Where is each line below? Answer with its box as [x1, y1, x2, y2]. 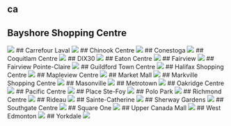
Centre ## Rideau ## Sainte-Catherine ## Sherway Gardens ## [7, 96, 224, 104]
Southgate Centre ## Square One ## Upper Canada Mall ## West [7, 104, 221, 112]
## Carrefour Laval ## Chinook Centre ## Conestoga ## [15, 46, 204, 55]
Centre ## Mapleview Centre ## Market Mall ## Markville [7, 71, 198, 80]
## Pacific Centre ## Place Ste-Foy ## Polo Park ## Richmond [15, 87, 222, 96]
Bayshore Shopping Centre [7, 27, 127, 39]
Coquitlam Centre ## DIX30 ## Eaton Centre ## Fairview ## [7, 55, 214, 63]
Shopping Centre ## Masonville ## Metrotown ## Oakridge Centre [7, 79, 225, 87]
